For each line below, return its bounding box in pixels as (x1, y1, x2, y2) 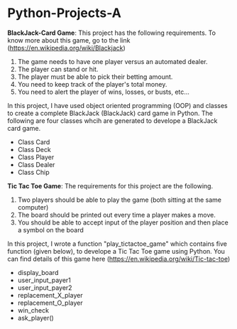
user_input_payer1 (17, 276, 71, 284)
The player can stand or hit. (17, 65, 99, 73)
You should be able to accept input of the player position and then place (17, 218, 228, 227)
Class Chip (17, 168, 50, 176)
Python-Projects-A (7, 5, 122, 21)
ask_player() (17, 313, 55, 322)
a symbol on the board (17, 225, 84, 234)
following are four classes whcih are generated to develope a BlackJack (7, 116, 218, 125)
